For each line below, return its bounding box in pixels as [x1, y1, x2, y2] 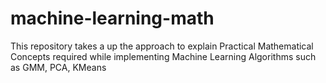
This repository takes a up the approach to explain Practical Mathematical [10, 40, 314, 52]
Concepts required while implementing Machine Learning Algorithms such [10, 50, 317, 62]
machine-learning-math [10, 7, 215, 30]
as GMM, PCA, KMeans [10, 61, 107, 73]
